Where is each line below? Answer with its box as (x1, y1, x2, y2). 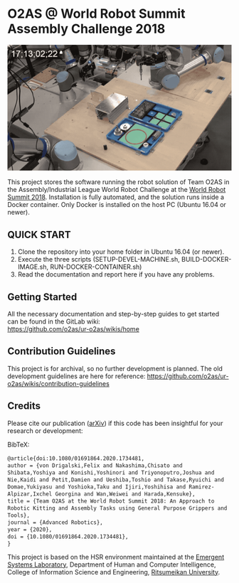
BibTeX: (7, 440, 30, 449)
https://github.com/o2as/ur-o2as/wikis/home (7, 325, 140, 333)
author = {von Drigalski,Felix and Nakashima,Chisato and (7, 461, 183, 469)
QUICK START (7, 228, 71, 240)
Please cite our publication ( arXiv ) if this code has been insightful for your (7, 419, 223, 427)
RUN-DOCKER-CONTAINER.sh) (49, 262, 142, 272)
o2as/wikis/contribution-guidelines (7, 379, 110, 387)
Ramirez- (188, 483, 215, 491)
